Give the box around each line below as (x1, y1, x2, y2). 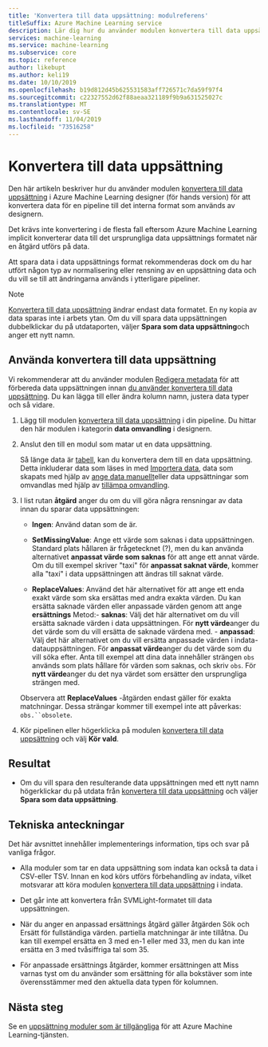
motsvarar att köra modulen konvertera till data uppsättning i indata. (19, 880, 243, 890)
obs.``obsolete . (19, 710, 73, 719)
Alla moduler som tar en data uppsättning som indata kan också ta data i (19, 863, 258, 873)
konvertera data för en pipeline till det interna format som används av (8, 200, 235, 210)
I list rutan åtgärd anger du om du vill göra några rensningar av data (19, 495, 243, 505)
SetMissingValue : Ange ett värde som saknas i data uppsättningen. (31, 535, 255, 545)
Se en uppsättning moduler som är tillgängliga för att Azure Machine (8, 1021, 233, 1031)
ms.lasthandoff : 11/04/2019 (8, 116, 102, 124)
